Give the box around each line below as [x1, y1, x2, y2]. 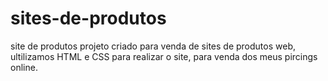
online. [10, 61, 38, 73]
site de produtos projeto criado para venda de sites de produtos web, [10, 40, 296, 52]
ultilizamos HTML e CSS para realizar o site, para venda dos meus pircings [10, 50, 318, 62]
